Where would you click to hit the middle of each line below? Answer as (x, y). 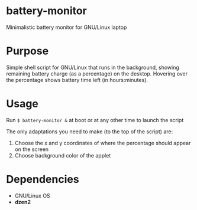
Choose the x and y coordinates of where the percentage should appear (103, 143)
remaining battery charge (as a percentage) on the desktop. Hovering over (97, 73)
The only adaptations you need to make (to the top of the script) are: (90, 132)
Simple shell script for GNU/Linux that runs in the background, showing (93, 67)
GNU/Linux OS (32, 195)
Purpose (28, 51)
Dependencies (43, 179)
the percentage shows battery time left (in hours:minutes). (77, 80)
